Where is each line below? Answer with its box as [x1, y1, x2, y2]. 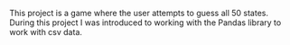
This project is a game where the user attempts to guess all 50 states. [9, 8, 269, 18]
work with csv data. [9, 27, 83, 37]
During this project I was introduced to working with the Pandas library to [9, 17, 282, 28]
